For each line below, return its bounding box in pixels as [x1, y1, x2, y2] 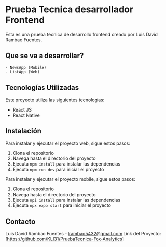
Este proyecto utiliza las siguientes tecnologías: [5, 97, 105, 103]
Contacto [5, 217, 36, 226]
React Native [12, 112, 40, 118]
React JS [12, 106, 32, 113]
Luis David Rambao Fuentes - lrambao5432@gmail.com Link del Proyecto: [5, 231, 161, 237]
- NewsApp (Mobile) [5, 65, 47, 70]
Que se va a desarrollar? [5, 51, 84, 60]
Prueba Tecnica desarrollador [5, 4, 134, 15]
